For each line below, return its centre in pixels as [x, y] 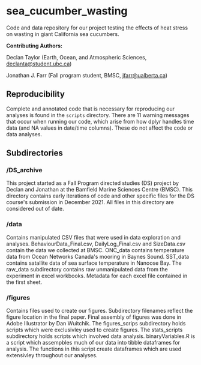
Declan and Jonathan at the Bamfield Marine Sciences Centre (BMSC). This [100, 190]
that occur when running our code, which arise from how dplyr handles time [100, 121]
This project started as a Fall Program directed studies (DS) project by [92, 183]
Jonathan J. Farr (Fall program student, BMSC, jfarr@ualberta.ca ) [87, 75]
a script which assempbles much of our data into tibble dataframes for [93, 343]
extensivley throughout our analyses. [52, 355]
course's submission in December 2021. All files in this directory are [90, 202]
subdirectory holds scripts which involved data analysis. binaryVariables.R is [101, 336]
